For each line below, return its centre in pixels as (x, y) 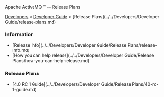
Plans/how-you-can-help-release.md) (51, 61)
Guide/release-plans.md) (31, 22)
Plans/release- (142, 45)
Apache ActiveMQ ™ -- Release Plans (43, 7)
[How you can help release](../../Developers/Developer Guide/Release (83, 55)
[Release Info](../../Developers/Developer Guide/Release (69, 45)
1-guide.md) (24, 89)
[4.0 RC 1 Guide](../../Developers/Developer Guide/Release (72, 84)
